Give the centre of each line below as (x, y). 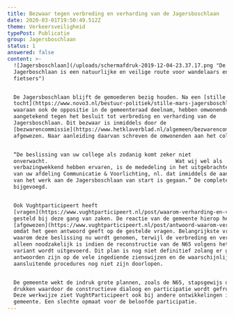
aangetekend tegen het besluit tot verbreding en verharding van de (115, 117)
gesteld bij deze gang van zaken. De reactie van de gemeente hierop (116, 219)
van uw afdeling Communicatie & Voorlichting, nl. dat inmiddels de (115, 174)
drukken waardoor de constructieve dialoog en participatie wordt (112, 289)
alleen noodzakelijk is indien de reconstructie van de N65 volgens (115, 244)
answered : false (31, 53)
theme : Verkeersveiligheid (46, 26)
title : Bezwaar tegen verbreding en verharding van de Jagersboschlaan (113, 14)
